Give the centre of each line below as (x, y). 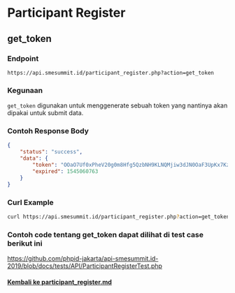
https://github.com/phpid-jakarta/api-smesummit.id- (83, 259)
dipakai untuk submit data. (45, 113)
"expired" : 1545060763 (65, 171)
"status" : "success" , (51, 152)
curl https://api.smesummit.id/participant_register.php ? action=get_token (119, 217)
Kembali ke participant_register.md (59, 282)
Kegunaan (25, 90)
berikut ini (25, 243)
